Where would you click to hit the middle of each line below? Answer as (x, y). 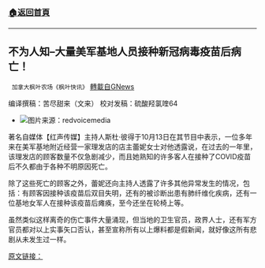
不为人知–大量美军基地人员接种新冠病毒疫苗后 (119, 52)
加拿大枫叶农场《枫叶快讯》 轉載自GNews (73, 87)
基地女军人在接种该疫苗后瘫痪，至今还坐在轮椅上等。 (101, 203)
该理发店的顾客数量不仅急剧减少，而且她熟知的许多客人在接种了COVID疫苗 (129, 157)
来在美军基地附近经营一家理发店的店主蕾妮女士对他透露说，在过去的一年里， (132, 147)
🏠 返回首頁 (29, 12)
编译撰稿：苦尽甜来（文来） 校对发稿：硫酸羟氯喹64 (93, 103)
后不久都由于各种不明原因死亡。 (60, 166)
